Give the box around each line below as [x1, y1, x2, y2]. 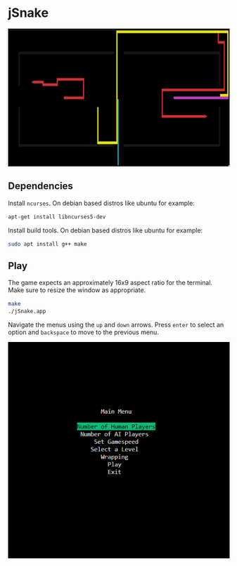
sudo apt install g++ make [8, 240, 87, 247]
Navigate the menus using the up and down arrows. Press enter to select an [8, 321, 224, 329]
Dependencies [8, 180, 73, 192]
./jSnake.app [8, 308, 46, 315]
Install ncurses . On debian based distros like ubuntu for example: [8, 199, 196, 207]
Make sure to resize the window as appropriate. [8, 286, 146, 294]
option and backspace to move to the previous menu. [8, 328, 159, 336]
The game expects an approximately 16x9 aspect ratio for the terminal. [8, 279, 213, 287]
